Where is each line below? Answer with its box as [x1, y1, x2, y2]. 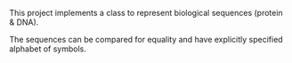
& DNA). [9, 17, 39, 28]
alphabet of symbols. [9, 43, 87, 54]
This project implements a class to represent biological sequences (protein [9, 8, 283, 18]
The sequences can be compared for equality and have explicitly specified [9, 35, 283, 44]
